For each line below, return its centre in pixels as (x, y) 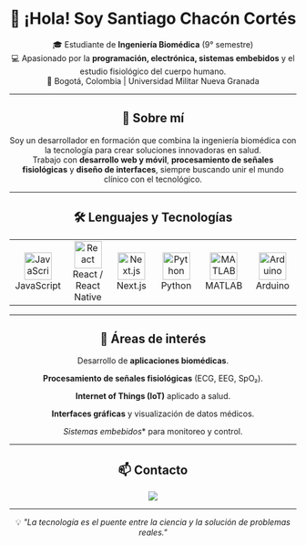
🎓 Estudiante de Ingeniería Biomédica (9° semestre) (153, 44)
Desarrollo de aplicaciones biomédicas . (153, 361)
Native (88, 297)
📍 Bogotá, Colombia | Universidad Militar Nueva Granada (153, 80)
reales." (153, 532)
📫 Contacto (153, 470)
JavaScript (38, 285)
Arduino (272, 285)
